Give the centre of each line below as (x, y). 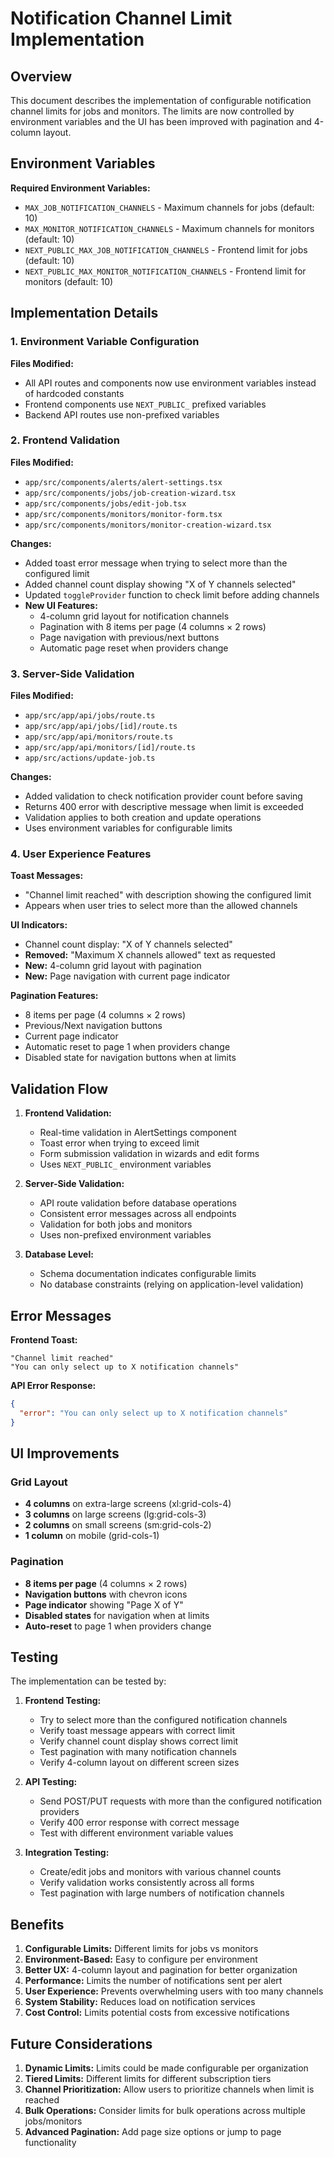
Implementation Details (84, 313)
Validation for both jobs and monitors (116, 1224)
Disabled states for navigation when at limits (117, 1615)
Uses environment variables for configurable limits (128, 828)
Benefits (37, 1924)
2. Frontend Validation (65, 440)
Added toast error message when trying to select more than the (156, 563)
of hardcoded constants (74, 393)
